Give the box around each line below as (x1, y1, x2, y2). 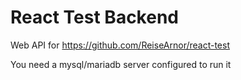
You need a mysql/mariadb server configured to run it (10, 58, 232, 70)
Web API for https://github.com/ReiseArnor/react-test (10, 39, 230, 51)
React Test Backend (10, 6, 179, 29)
